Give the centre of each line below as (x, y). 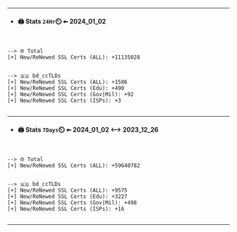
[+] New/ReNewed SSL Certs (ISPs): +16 (66, 209)
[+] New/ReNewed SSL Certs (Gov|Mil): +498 (72, 203)
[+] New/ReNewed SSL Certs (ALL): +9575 (68, 191)
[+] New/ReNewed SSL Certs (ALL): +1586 (68, 82)
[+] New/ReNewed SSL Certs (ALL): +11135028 (74, 57)
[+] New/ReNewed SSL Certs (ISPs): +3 (64, 101)
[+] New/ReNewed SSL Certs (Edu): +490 (66, 88)
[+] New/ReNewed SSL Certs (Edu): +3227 (68, 197)
